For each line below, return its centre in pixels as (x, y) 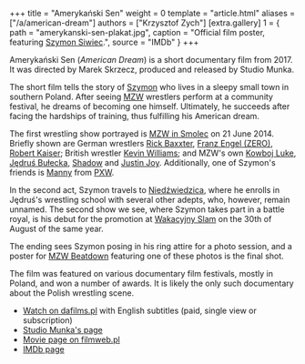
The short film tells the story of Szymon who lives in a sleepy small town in (149, 87)
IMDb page (44, 349)
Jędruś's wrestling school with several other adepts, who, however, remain (150, 200)
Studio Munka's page (62, 330)
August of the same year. (56, 228)
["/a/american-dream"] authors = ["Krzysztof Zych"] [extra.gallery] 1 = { (145, 23)
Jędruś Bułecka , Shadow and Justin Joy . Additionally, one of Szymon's (142, 162)
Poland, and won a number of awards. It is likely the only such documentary (152, 283)
